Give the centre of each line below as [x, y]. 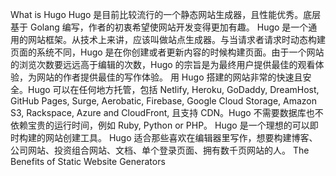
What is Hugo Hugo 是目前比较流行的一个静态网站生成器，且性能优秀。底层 [166, 14]
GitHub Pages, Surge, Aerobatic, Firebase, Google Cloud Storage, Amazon [164, 101]
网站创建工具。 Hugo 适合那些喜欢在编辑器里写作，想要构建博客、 [181, 137]
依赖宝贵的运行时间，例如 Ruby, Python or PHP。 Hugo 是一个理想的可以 [160, 125]
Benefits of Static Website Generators [88, 161]
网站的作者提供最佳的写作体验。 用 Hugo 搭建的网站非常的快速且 [169, 77]
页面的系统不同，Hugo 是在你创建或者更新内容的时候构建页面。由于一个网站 [167, 52]
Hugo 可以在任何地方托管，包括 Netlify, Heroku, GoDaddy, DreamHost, [173, 89]
